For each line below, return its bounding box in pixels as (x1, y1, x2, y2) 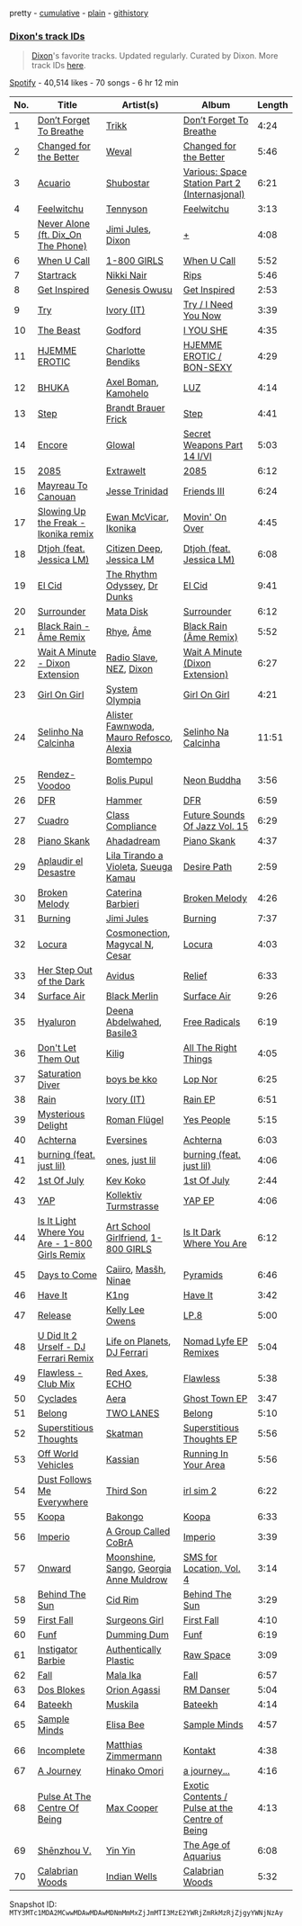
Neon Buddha (182, 774, 242, 786)
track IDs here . (31, 60, 87, 71)
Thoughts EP (182, 1433, 238, 1446)
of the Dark (37, 975, 85, 988)
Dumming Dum (106, 1628, 169, 1641)
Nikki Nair (106, 269, 147, 282)
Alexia (106, 742, 132, 755)
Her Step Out (37, 964, 93, 977)
